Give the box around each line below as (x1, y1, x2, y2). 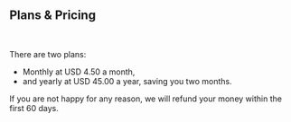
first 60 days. (9, 102, 59, 113)
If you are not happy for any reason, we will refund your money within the (9, 93, 283, 104)
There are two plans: (9, 48, 87, 59)
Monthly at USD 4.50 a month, (22, 66, 136, 77)
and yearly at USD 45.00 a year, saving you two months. (22, 75, 232, 86)
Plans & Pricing (9, 8, 97, 23)
